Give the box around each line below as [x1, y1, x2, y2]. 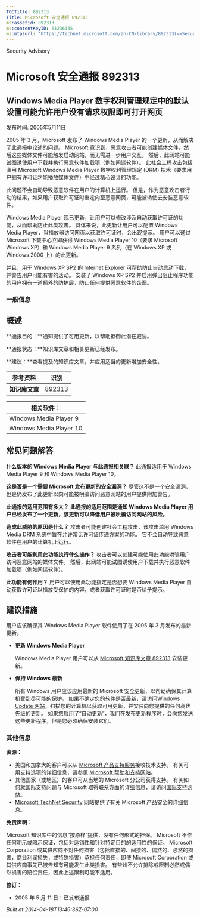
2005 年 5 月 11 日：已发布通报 [14, 894, 90, 901]
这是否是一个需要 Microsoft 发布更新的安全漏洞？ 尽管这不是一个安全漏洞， [6, 483, 192, 490]
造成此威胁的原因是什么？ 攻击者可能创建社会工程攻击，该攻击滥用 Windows [6, 523, 193, 530]
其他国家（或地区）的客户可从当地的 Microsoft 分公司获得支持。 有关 [14, 776, 184, 783]
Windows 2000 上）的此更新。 [6, 251, 82, 258]
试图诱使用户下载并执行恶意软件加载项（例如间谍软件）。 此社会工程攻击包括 [6, 159, 193, 166]
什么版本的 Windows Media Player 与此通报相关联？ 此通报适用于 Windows [6, 463, 192, 470]
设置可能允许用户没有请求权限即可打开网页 [6, 107, 162, 117]
